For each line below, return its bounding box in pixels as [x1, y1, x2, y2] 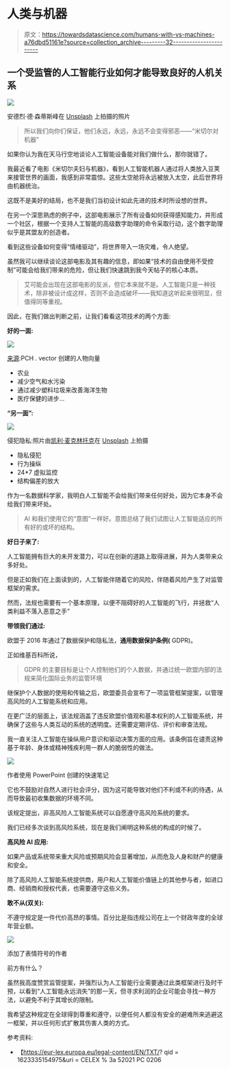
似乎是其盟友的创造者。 [7, 228, 73, 236]
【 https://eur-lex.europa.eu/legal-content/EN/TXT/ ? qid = [16, 1048, 179, 1056]
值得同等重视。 [23, 297, 66, 305]
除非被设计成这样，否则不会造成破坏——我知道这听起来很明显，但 [36, 289, 222, 297]
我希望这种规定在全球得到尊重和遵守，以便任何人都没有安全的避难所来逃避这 [7, 1010, 223, 1018]
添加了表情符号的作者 [7, 949, 67, 957]
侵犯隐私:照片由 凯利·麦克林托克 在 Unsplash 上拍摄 [7, 436, 149, 445]
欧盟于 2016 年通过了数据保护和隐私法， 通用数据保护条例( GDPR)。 [7, 636, 197, 644]
